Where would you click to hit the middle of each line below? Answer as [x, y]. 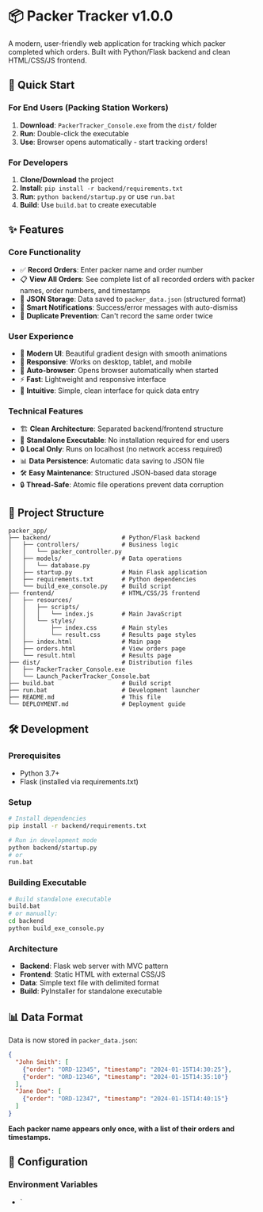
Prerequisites [34, 756]
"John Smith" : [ [42, 1062]
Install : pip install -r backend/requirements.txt [101, 188]
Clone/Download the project [67, 179]
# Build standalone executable [60, 899]
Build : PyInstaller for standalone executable [91, 991]
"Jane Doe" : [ [38, 1092]
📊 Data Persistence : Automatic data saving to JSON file [112, 461]
